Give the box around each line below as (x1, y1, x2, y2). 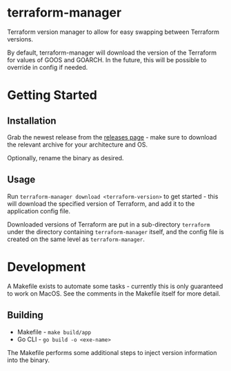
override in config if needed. (7, 63, 88, 71)
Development (7, 259, 86, 274)
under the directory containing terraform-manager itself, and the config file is (7, 227, 224, 236)
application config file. (7, 207, 71, 215)
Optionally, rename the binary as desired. (7, 153, 124, 162)
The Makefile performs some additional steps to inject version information (7, 348, 217, 356)
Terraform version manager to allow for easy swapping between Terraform (7, 28, 219, 36)
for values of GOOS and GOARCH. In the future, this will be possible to (7, 55, 207, 64)
